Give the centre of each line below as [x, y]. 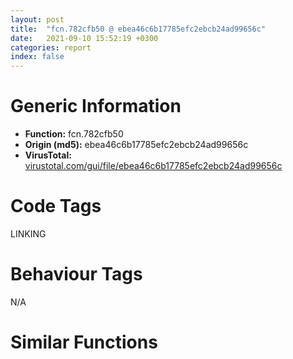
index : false [37, 57]
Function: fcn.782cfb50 [74, 134]
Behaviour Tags [76, 274]
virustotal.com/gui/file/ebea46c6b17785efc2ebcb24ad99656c [153, 166]
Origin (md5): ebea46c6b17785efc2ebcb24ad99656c [136, 145]
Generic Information [96, 106]
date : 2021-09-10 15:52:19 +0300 [84, 38]
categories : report [51, 47]
